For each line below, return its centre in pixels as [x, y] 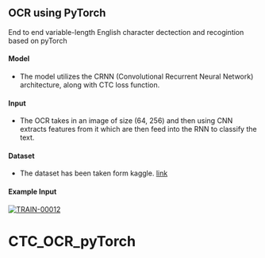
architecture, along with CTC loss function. [90, 85]
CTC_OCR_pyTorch [72, 241]
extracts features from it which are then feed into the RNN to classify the [138, 129]
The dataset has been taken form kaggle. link [94, 173]
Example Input [33, 192]
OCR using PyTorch [57, 13]
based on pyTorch [38, 40]
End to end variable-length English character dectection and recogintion [126, 32]
